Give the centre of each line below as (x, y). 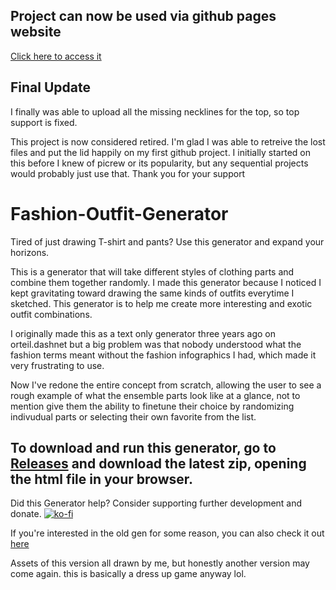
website (36, 32)
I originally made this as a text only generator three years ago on (143, 333)
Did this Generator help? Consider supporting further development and (156, 503)
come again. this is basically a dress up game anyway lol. (128, 574)
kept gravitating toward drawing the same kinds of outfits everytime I (152, 293)
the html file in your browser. (102, 479)
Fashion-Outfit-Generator (119, 213)
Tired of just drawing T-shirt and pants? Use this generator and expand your (167, 241)
